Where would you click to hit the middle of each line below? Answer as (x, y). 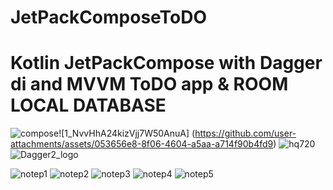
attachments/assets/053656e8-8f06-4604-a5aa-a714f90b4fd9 (142, 144)
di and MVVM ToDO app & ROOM (149, 84)
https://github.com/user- (245, 133)
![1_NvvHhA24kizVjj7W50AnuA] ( (127, 133)
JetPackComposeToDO (109, 17)
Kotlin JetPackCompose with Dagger (166, 63)
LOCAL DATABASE (88, 105)
